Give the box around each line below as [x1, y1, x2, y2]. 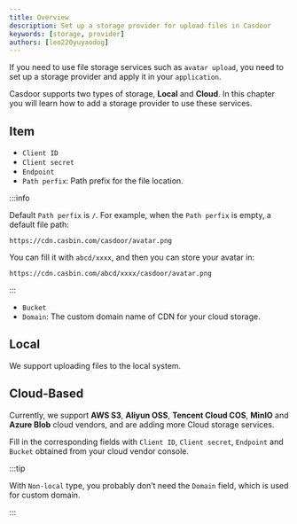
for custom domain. [9, 489, 81, 500]
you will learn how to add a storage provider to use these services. [9, 98, 253, 109]
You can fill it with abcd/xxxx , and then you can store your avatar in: [9, 252, 255, 262]
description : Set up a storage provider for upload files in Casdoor [9, 21, 272, 30]
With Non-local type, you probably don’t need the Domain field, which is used [9, 480, 289, 490]
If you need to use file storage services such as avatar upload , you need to [9, 62, 284, 73]
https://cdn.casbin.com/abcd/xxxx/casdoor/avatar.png [9, 270, 213, 278]
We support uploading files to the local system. [9, 360, 182, 371]
